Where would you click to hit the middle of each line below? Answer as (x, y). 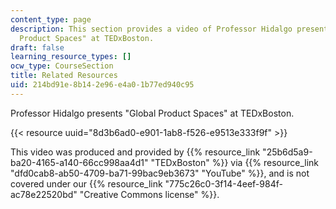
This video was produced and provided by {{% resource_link (135, 152)
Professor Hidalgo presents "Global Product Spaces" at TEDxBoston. (152, 113)
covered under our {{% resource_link (86, 183)
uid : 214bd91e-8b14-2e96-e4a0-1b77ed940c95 (102, 85)
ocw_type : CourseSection (62, 66)
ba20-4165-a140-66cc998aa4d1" (79, 162)
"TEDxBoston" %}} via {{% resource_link (235, 162)
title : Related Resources (64, 76)
